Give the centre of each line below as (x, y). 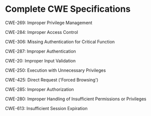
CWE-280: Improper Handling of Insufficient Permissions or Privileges (76, 99)
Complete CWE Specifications (68, 9)
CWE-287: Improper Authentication (40, 51)
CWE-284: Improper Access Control (42, 32)
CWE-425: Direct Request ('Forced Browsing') (52, 80)
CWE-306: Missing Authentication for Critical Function (60, 42)
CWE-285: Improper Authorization (40, 89)
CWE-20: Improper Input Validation (40, 60)
